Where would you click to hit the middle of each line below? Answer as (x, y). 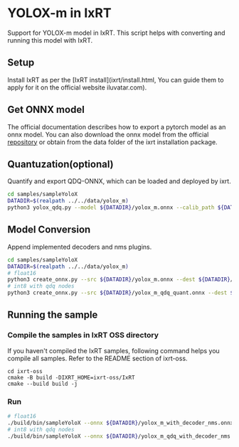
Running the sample (53, 315)
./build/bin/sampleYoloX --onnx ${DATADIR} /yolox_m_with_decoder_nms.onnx (121, 423)
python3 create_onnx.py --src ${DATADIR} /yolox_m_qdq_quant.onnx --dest (117, 293)
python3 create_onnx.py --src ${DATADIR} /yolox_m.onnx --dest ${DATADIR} (119, 280)
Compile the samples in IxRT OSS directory (83, 335)
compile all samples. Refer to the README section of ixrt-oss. (97, 358)
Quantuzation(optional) (60, 164)
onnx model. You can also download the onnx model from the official (108, 134)
